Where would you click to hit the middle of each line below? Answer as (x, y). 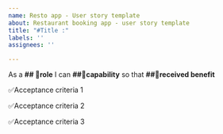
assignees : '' (32, 45)
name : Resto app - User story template (74, 15)
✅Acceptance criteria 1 (46, 90)
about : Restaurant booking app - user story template (99, 23)
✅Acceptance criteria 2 (46, 106)
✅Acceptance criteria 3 (46, 122)
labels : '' (26, 38)
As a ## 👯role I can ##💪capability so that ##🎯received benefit (112, 75)
